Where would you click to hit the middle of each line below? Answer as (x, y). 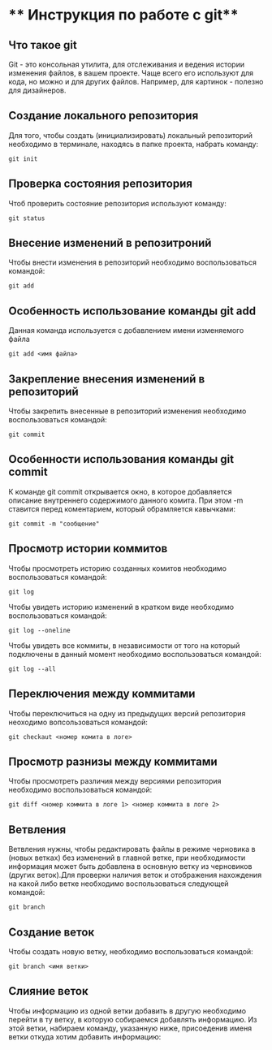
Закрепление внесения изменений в (107, 379)
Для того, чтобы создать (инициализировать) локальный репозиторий (131, 135)
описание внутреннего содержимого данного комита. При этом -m (126, 500)
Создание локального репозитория (104, 116)
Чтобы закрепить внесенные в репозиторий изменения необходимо (127, 411)
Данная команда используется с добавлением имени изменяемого (126, 331)
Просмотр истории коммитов (88, 549)
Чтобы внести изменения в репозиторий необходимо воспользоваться (133, 262)
